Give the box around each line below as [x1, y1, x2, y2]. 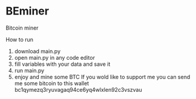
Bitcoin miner [5, 24, 39, 31]
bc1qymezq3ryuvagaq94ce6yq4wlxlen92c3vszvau [14, 86, 143, 93]
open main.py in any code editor [14, 54, 95, 61]
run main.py [14, 66, 45, 74]
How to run [5, 36, 34, 43]
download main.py [14, 47, 61, 55]
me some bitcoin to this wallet [14, 80, 89, 87]
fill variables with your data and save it [14, 60, 111, 68]
